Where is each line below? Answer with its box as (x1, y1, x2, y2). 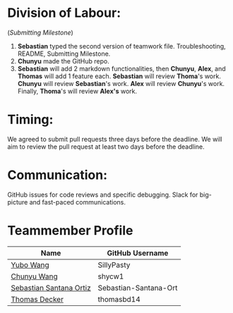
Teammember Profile (7, 223, 133, 238)
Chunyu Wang (11, 271, 58, 281)
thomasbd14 (97, 294, 141, 304)
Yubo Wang (11, 259, 49, 269)
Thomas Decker (11, 294, 64, 304)
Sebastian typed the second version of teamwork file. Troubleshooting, (17, 42, 226, 50)
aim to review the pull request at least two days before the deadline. (7, 142, 205, 151)
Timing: (7, 111, 54, 128)
